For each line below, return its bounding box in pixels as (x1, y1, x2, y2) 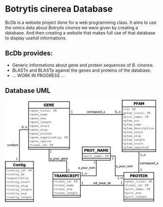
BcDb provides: (5, 49, 53, 57)
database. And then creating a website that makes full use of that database (5, 30, 156, 36)
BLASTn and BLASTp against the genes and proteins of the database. (12, 67, 152, 73)
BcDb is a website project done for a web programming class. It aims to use (5, 19, 157, 25)
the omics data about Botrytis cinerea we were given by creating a (5, 24, 138, 30)
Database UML (5, 87, 51, 95)
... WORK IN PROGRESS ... (12, 72, 65, 78)
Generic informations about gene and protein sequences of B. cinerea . (12, 62, 154, 68)
